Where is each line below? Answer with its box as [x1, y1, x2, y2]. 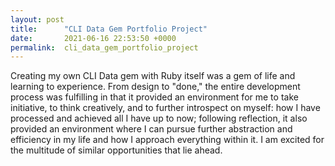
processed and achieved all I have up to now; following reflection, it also [10, 112, 308, 125]
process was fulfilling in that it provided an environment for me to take [10, 91, 299, 103]
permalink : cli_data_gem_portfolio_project [10, 42, 199, 53]
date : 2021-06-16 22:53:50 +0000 [10, 33, 177, 43]
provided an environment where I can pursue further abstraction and [10, 123, 293, 135]
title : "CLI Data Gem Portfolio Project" [10, 24, 208, 34]
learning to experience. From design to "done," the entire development [10, 81, 301, 93]
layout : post [10, 14, 65, 25]
